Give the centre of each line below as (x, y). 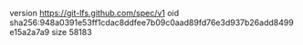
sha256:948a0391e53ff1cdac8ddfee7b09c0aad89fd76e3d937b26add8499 (151, 22)
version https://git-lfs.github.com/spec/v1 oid (94, 13)
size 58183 (72, 32)
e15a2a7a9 (30, 32)
